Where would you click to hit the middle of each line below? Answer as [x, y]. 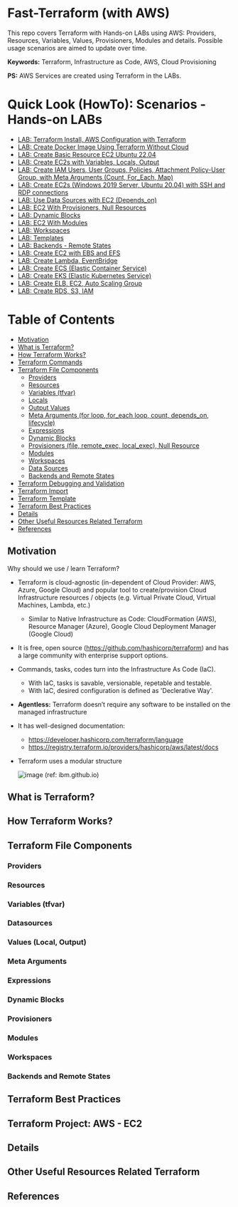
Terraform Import [43, 490]
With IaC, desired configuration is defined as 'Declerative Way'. [121, 690]
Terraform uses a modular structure [70, 761]
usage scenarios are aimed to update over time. [77, 48]
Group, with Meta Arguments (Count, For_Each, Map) [96, 177]
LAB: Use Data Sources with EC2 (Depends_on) [87, 200]
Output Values [49, 407]
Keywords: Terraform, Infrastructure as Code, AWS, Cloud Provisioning [112, 61]
